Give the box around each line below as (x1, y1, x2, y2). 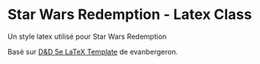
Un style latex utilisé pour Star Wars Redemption (7, 32, 167, 41)
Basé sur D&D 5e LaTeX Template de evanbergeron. (7, 47, 178, 56)
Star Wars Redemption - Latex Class (7, 6, 253, 24)
